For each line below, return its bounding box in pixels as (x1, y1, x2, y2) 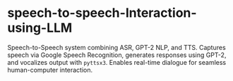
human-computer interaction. (7, 66, 93, 74)
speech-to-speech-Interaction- (7, 5, 197, 21)
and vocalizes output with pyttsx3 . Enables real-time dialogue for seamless (7, 58, 227, 66)
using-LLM (7, 20, 73, 36)
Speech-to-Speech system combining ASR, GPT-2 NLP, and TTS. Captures (7, 43, 226, 51)
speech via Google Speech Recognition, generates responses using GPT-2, (7, 51, 227, 59)
